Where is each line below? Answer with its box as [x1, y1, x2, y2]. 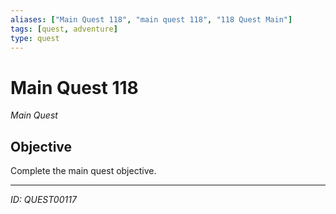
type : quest [10, 33, 60, 43]
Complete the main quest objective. [10, 165, 157, 177]
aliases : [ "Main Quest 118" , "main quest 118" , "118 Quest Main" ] [10, 14, 293, 25]
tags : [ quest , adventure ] [10, 24, 118, 34]
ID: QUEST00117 [10, 194, 77, 206]
